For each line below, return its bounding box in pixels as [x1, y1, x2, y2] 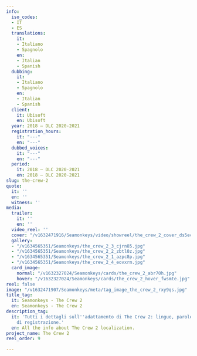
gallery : [11, 238, 33, 243]
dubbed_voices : [11, 145, 49, 151]
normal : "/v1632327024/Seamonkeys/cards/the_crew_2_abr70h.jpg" [16, 270, 177, 276]
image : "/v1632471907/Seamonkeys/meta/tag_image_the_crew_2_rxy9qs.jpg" [6, 287, 188, 293]
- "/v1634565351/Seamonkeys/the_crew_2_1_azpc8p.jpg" [11, 254, 145, 260]
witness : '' [11, 199, 41, 205]
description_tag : [6, 308, 49, 314]
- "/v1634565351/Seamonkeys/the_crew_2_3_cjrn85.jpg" [11, 243, 145, 249]
